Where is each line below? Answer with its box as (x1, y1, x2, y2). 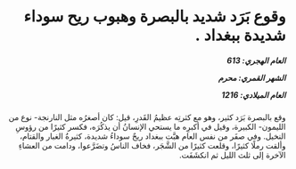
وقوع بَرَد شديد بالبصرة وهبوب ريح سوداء (23, 6, 286, 27)
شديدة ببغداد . (194, 25, 286, 45)
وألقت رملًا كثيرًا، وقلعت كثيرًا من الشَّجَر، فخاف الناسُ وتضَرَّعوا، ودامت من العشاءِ (18, 141, 286, 151)
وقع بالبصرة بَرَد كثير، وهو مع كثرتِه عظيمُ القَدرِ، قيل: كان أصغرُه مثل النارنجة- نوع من (8, 112, 286, 123)
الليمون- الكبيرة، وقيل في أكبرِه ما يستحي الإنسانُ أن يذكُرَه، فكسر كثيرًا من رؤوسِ (14, 122, 286, 133)
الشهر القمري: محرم (218, 72, 286, 83)
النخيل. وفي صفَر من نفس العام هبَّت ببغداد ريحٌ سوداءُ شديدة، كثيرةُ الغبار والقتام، (19, 131, 286, 141)
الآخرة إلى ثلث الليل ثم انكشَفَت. (178, 149, 286, 161)
